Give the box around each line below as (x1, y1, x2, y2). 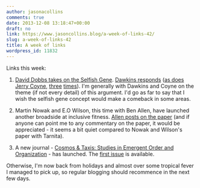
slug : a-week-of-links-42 (6, 37, 71, 43)
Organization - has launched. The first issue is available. (14, 150, 155, 157)
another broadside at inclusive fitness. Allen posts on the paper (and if (14, 113, 190, 120)
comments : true (6, 14, 45, 20)
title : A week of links (6, 43, 66, 49)
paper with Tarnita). (14, 132, 64, 139)
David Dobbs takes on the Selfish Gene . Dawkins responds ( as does (14, 76, 184, 83)
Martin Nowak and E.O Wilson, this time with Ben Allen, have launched (14, 106, 190, 114)
